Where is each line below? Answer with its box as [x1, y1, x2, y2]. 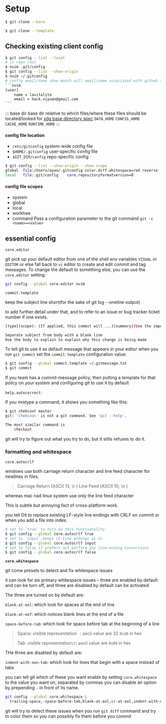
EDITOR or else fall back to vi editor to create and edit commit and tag [5, 261, 146, 267]
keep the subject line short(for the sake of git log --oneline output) [5, 299, 140, 305]
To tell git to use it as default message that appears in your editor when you [5, 346, 159, 352]
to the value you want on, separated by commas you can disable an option [5, 679, 157, 685]
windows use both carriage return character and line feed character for [5, 468, 150, 474]
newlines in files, [5, 473, 40, 479]
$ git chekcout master [5, 409, 52, 414]
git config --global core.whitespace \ [5, 694, 87, 700]
